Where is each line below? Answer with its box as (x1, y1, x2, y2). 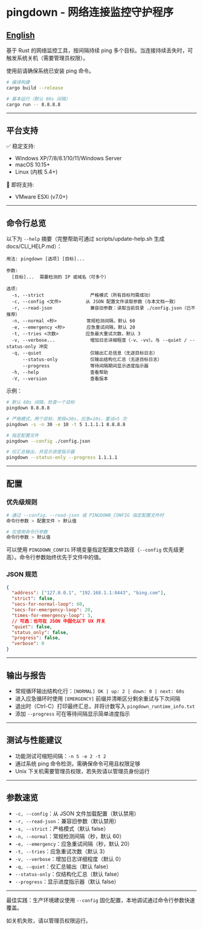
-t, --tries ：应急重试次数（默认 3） (14, 848, 109, 855)
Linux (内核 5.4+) (14, 168, 58, 175)
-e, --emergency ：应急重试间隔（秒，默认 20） (14, 840, 133, 847)
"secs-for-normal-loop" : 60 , (11, 601, 85, 607)
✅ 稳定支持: (6, 143, 35, 150)
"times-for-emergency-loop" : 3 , (11, 612, 94, 618)
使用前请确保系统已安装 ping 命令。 (6, 67, 95, 74)
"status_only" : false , (11, 629, 69, 635)
